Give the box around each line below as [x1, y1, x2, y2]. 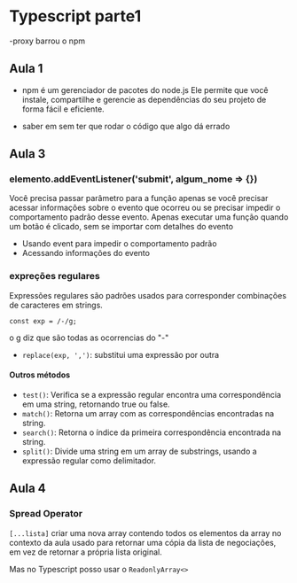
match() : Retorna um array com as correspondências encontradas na [21, 408, 275, 418]
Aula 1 [9, 61, 43, 76]
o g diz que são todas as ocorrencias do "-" [9, 332, 169, 343]
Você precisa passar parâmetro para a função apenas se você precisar [9, 193, 269, 204]
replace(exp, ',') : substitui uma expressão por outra [21, 349, 220, 360]
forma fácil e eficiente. [21, 104, 105, 114]
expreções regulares [9, 270, 100, 283]
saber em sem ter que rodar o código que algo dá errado [21, 120, 231, 131]
